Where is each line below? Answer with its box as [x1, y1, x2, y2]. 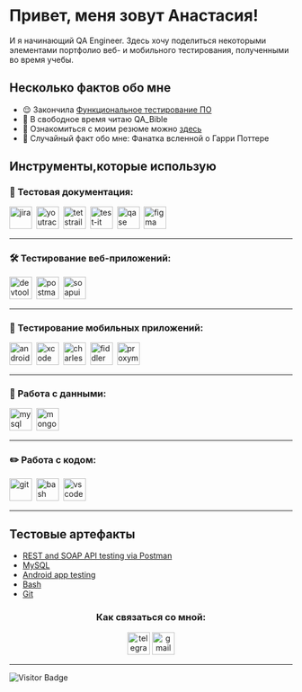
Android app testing [22, 570, 96, 581]
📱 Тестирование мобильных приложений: [9, 321, 204, 333]
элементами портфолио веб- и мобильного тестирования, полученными [9, 44, 289, 55]
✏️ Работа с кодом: [9, 454, 97, 466]
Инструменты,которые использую [9, 159, 218, 174]
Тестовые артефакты [9, 527, 136, 542]
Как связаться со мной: [95, 611, 207, 624]
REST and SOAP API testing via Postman [22, 550, 173, 562]
